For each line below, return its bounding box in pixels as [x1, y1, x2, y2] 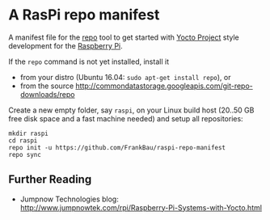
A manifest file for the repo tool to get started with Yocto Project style [8, 32, 240, 42]
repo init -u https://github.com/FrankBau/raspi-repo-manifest [8, 143, 226, 151]
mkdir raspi [8, 129, 49, 137]
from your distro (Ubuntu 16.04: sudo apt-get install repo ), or [19, 72, 231, 82]
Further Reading [8, 172, 92, 187]
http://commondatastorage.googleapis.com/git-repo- [75, 81, 253, 91]
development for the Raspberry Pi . [8, 40, 123, 50]
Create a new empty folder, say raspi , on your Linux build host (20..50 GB [8, 105, 255, 115]
